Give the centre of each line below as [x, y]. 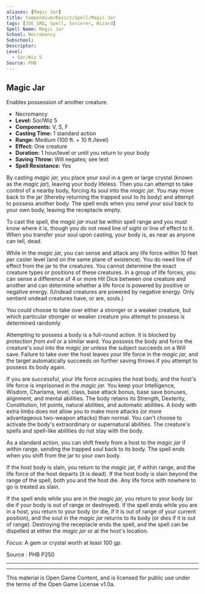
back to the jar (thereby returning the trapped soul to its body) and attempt [100, 197]
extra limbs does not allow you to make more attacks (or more [84, 411]
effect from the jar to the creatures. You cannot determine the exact [92, 266]
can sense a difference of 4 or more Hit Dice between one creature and [96, 279]
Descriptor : [21, 46]
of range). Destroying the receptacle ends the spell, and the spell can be [97, 525]
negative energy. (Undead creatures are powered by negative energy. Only [100, 292]
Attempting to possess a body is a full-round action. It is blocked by [91, 335]
